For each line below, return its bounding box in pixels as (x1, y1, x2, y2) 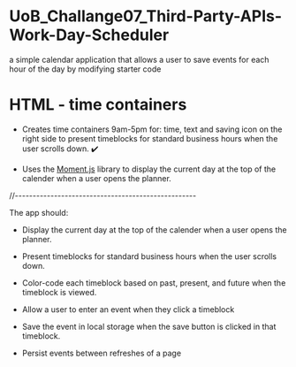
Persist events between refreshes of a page (21, 348, 182, 358)
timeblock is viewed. (21, 287, 97, 297)
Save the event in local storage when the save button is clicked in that (21, 321, 277, 332)
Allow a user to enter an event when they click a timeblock (21, 303, 235, 315)
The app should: (9, 207, 69, 218)
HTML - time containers (9, 95, 187, 115)
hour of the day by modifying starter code (9, 64, 162, 74)
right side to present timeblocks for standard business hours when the (21, 133, 278, 143)
